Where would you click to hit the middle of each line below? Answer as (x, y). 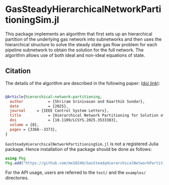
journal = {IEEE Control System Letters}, (59, 111)
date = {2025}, (39, 106)
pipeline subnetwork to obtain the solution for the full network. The (74, 50)
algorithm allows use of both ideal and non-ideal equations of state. (75, 55)
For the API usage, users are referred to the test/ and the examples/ (76, 172)
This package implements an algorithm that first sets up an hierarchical (79, 34)
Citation (18, 71)
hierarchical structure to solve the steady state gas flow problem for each (81, 44)
